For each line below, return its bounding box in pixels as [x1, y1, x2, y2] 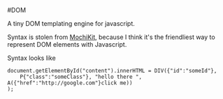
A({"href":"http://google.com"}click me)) [7, 79, 133, 86]
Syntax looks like [7, 54, 56, 62]
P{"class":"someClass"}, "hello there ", [20, 73, 142, 80]
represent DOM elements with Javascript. [7, 40, 127, 48]
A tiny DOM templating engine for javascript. [7, 20, 135, 27]
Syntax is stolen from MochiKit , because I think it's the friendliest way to [7, 33, 215, 41]
